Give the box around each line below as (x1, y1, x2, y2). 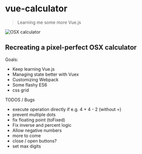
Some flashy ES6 (12, 82, 47, 88)
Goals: (5, 56, 18, 62)
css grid (12, 87, 29, 93)
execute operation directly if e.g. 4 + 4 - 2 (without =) (12, 106, 122, 112)
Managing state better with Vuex (12, 71, 79, 77)
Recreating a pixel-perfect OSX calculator (5, 43, 137, 52)
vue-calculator (5, 3, 68, 14)
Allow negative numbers (12, 127, 62, 133)
